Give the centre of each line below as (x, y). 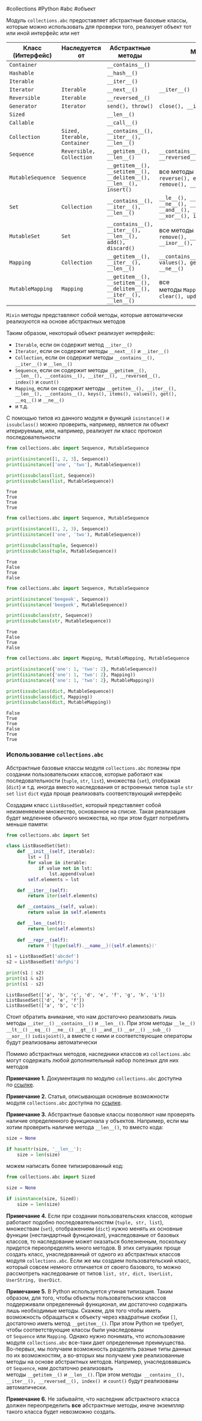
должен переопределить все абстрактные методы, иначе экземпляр (95, 1405)
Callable (22, 123)
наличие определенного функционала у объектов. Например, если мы (97, 1120)
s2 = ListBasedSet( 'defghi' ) (43, 962)
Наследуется (81, 48)
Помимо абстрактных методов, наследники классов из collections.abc (99, 1054)
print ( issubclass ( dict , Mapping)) (50, 697)
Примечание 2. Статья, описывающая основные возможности (88, 1096)
